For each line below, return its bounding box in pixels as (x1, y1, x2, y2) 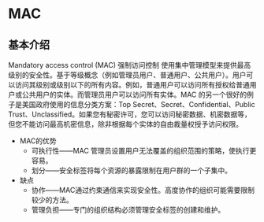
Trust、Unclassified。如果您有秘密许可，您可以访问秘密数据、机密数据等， (8, 109, 252, 119)
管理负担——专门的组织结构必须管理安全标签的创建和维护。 (31, 205, 225, 214)
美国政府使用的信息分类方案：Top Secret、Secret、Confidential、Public (21, 100, 255, 109)
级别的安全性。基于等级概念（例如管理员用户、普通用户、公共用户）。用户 (8, 70, 247, 80)
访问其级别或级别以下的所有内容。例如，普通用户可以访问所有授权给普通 (14, 80, 250, 89)
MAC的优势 (19, 136, 57, 146)
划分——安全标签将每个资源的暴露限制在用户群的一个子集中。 (31, 166, 232, 175)
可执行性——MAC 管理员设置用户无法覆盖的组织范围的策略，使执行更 (31, 146, 257, 155)
